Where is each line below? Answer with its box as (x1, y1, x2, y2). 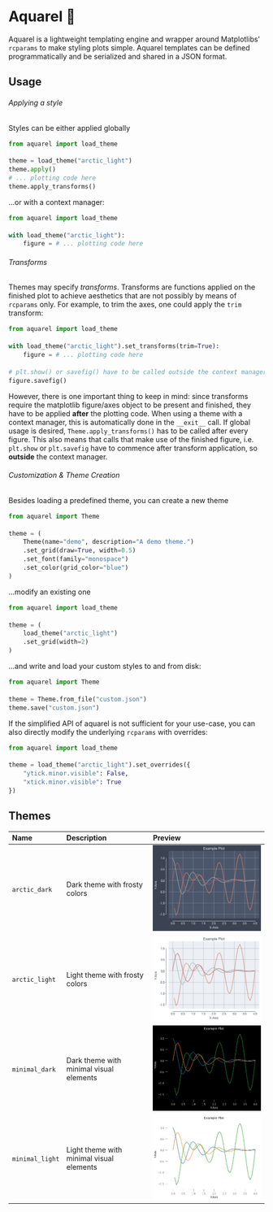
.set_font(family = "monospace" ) (23, 555, 129, 563)
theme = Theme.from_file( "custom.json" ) (8, 695, 148, 703)
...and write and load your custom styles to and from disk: (8, 662, 201, 671)
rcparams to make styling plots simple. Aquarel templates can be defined (8, 42, 250, 52)
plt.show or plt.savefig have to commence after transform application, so (8, 443, 258, 453)
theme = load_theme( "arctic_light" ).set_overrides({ (8, 761, 191, 769)
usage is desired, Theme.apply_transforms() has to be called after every (8, 426, 249, 436)
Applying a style (8, 98, 63, 107)
